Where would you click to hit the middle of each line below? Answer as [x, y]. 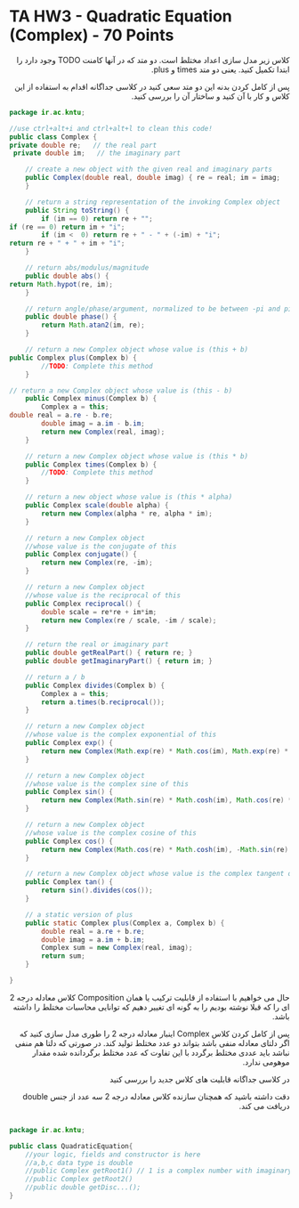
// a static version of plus [79, 914]
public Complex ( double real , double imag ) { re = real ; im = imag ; [153, 178]
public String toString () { [77, 210]
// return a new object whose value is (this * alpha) [129, 497]
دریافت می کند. [264, 1106]
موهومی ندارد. [266, 1062]
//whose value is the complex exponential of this [121, 735]
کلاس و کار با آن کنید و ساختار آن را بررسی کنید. [210, 96]
